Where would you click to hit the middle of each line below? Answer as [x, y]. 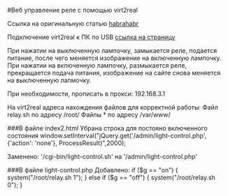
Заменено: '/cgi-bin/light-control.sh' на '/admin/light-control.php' [102, 157]
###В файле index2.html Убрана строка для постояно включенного [107, 128]
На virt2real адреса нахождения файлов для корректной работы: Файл [113, 107]
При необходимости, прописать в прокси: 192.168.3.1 [86, 94]
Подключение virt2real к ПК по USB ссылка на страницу [91, 37]
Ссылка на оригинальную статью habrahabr [73, 23]
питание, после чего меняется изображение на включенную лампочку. [114, 58]
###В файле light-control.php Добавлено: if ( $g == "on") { [93, 170]
